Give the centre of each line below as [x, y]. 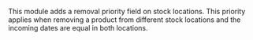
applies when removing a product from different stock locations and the [125, 20]
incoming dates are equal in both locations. [78, 28]
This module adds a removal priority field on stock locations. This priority [127, 11]
